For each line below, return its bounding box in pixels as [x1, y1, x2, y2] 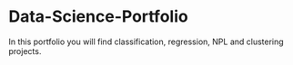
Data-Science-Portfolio [8, 6, 188, 27]
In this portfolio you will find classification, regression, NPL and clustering [8, 36, 284, 47]
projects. [8, 45, 42, 56]
